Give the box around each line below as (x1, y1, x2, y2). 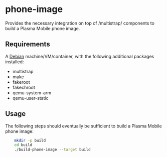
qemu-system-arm (12, 89, 52, 96)
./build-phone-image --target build (14, 147, 91, 152)
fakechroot (12, 84, 35, 90)
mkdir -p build (14, 138, 46, 143)
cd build (14, 142, 33, 147)
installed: (5, 59, 24, 65)
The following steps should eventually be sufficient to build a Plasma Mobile (5, 123, 162, 129)
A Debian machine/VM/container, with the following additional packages (5, 53, 154, 59)
